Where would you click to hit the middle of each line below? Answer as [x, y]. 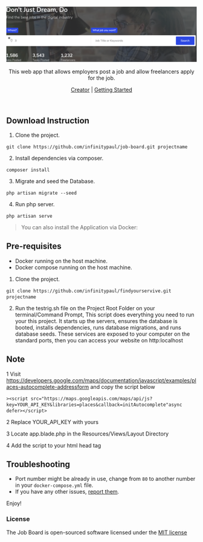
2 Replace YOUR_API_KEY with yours [52, 422]
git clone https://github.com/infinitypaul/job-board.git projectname [97, 147]
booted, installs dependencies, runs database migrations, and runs [98, 327]
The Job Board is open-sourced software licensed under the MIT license [97, 532]
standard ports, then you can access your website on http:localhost [99, 340]
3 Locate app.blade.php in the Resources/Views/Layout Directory [88, 434]
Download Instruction [48, 121]
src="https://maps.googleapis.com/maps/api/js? [92, 399]
